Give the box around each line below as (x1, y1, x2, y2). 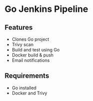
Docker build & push (11, 52, 54, 58)
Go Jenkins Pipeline (4, 3, 89, 15)
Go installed (11, 85, 37, 91)
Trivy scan (11, 42, 34, 48)
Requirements (4, 72, 49, 80)
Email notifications (11, 57, 50, 63)
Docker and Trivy (11, 90, 48, 96)
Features (4, 23, 33, 32)
